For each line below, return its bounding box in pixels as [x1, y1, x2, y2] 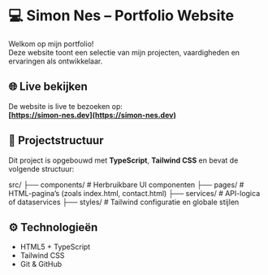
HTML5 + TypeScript [19, 242, 91, 252]
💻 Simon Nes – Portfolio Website [8, 7, 235, 25]
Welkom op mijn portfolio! [8, 38, 94, 49]
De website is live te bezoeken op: [8, 101, 123, 111]
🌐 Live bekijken [8, 80, 88, 94]
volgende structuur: [8, 164, 75, 173]
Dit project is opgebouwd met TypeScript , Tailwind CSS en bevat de [8, 155, 239, 165]
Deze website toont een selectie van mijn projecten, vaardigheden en [8, 47, 240, 57]
